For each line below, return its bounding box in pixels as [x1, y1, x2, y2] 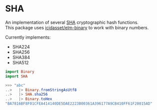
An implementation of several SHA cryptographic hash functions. [5, 19, 139, 25]
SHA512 [12, 59, 29, 65]
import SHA [5, 74, 28, 79]
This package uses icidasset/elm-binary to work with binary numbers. [5, 24, 149, 30]
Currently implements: [5, 34, 51, 40]
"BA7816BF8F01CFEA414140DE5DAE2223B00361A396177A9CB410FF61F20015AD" [5, 101, 153, 107]
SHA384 [12, 54, 30, 60]
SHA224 [12, 44, 30, 50]
